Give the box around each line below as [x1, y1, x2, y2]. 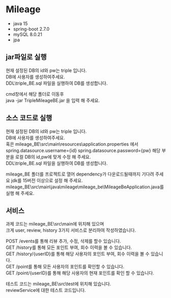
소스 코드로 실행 [6, 114, 52, 122]
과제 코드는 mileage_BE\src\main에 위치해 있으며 [6, 221, 104, 227]
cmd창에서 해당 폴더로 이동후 [6, 91, 64, 97]
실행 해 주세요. [6, 190, 35, 196]
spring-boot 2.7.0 [13, 26, 50, 32]
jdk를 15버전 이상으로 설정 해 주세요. [11, 177, 83, 183]
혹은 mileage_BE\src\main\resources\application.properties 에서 [6, 141, 139, 147]
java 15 [13, 20, 28, 27]
